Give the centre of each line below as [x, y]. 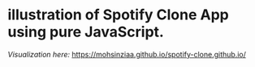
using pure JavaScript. [86, 32]
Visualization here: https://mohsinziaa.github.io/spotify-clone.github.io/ [127, 54]
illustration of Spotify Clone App [118, 15]
